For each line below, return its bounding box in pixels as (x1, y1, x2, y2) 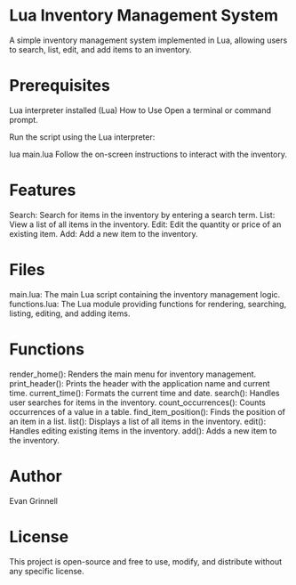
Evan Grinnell (9, 495, 59, 506)
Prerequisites (9, 76, 111, 96)
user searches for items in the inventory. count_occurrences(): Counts (9, 397, 267, 408)
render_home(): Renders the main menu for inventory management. (9, 369, 257, 379)
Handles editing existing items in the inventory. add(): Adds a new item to (9, 425, 277, 436)
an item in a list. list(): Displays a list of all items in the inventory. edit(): (9, 416, 267, 427)
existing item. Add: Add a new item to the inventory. (9, 228, 198, 239)
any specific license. (9, 565, 84, 576)
